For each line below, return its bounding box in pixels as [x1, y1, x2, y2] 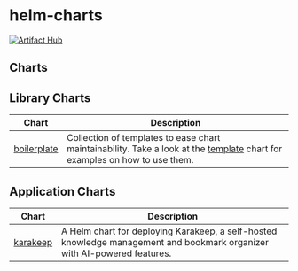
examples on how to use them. [66, 154, 194, 166]
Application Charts [9, 183, 116, 199]
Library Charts [9, 90, 91, 105]
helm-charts [9, 5, 104, 26]
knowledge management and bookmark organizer [60, 236, 269, 248]
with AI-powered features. [60, 247, 172, 259]
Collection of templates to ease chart [66, 132, 221, 144]
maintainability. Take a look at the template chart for [66, 143, 282, 155]
